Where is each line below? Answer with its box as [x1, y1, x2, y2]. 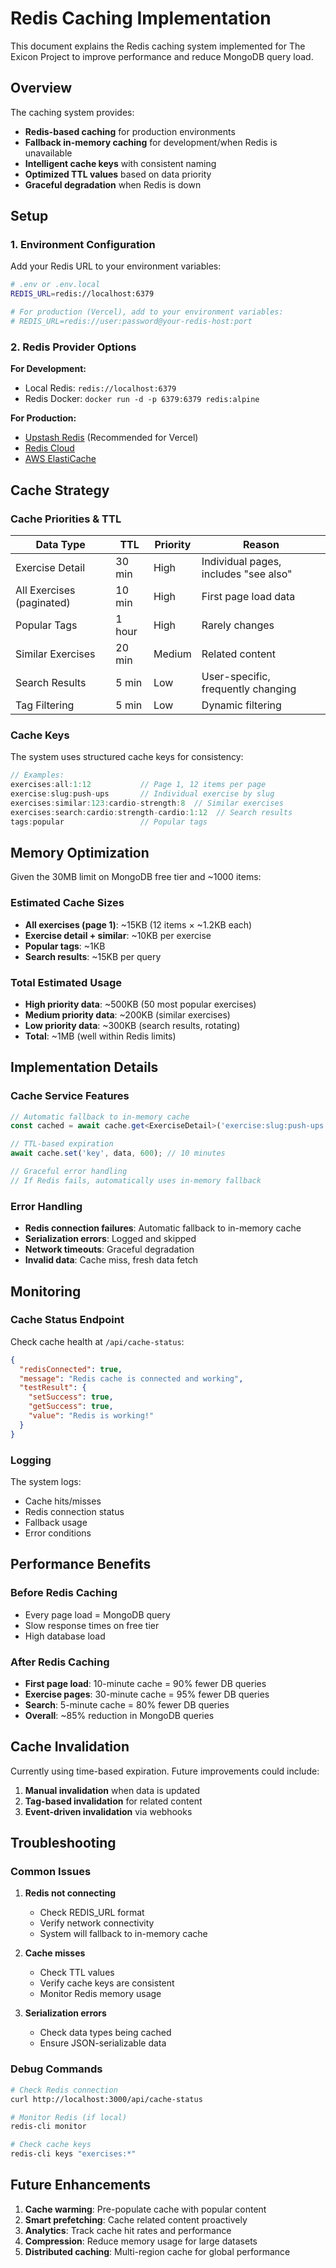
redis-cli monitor [10, 2122, 87, 2132]
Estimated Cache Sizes [10, 896, 125, 910]
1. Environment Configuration [10, 238, 156, 252]
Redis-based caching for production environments [24, 125, 236, 137]
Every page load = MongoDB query [24, 1608, 171, 1621]
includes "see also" [201, 567, 293, 581]
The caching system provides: [10, 106, 135, 118]
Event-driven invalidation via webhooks [24, 1805, 193, 1817]
